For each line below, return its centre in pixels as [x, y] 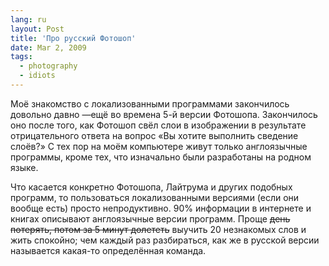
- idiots [37, 76]
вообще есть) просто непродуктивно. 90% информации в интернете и [161, 208]
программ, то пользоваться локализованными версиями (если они [155, 197]
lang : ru [28, 19]
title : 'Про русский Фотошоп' [73, 38]
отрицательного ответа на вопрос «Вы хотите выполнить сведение [154, 135]
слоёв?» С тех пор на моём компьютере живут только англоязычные [159, 146]
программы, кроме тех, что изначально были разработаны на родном [161, 157]
